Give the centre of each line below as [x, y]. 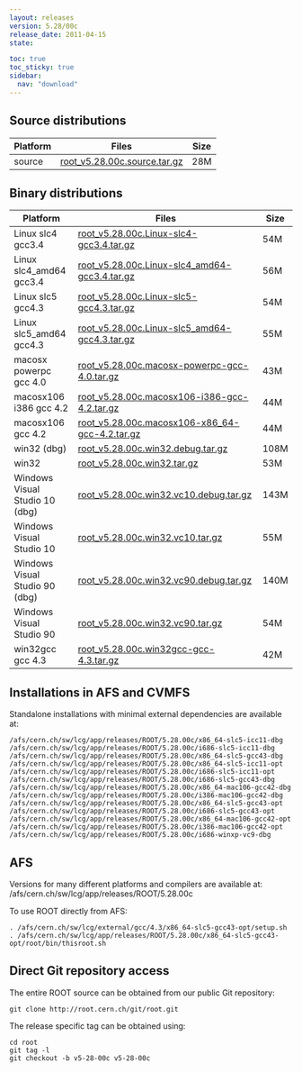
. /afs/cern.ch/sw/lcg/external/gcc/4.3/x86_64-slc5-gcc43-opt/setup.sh [148, 928]
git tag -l [30, 1050]
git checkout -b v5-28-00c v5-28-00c [80, 1058]
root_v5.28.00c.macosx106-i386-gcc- [163, 397]
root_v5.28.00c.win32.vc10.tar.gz [150, 538]
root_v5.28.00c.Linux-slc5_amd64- [155, 328]
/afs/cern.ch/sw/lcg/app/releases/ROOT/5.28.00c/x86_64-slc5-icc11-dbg [146, 740]
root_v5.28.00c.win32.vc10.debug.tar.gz [165, 495]
